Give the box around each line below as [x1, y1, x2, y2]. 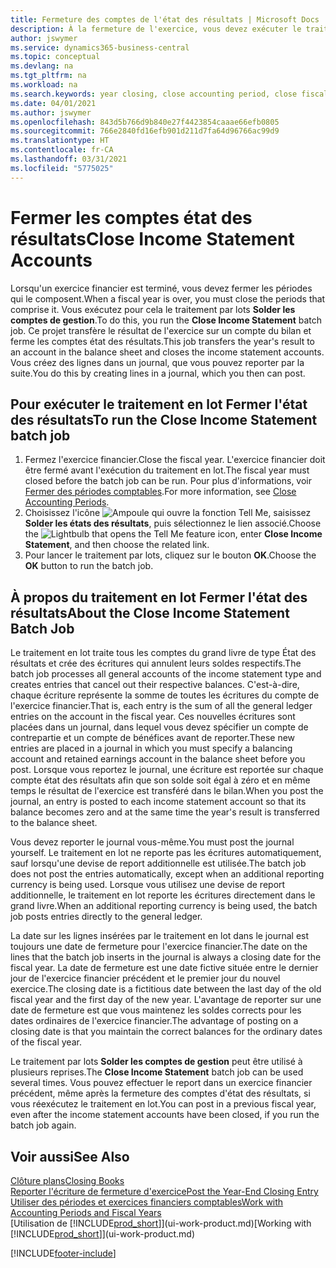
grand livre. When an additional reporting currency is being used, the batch [10, 900, 318, 912]
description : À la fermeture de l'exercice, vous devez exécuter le [10, 24, 302, 34]
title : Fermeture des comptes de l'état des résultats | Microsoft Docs [10, 14, 320, 25]
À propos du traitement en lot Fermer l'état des [10, 589, 308, 606]
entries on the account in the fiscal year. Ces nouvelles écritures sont [10, 711, 296, 723]
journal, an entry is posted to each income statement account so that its [10, 796, 307, 808]
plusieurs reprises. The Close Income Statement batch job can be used [10, 1066, 304, 1078]
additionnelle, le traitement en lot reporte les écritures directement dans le [10, 889, 316, 901]
